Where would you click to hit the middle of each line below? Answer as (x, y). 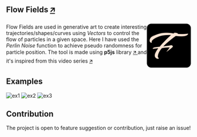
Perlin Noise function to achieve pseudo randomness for (74, 45)
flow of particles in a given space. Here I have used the (73, 39)
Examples (24, 82)
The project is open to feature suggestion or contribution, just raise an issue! (98, 128)
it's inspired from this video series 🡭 (49, 61)
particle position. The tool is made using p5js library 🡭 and (77, 52)
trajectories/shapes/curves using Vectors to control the (73, 33)
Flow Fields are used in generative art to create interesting (77, 27)
